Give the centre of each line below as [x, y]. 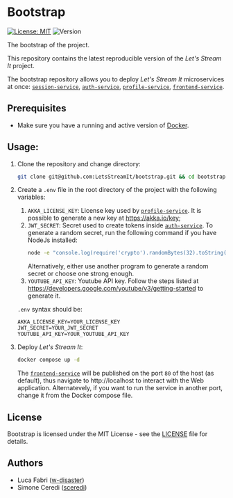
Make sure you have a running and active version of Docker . [103, 125]
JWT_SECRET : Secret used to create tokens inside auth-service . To [120, 225]
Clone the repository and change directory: [79, 163]
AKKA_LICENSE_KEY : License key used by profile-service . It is [114, 211]
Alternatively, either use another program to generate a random [118, 266]
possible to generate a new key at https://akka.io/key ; [104, 218]
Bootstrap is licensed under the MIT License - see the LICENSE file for [107, 434]
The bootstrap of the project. [49, 45]
